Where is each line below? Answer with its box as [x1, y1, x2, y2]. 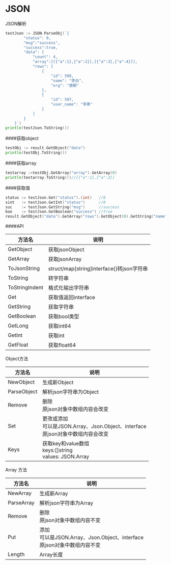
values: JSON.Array [42, 453, 90, 460]
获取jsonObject [48, 246, 85, 253]
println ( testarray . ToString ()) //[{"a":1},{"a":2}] [5, 175, 115, 180]
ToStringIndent [8, 284, 44, 291]
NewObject [8, 379, 35, 386]
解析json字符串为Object [42, 388, 99, 395]
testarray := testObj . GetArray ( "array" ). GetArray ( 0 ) [5, 170, 117, 176]
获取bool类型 [48, 313, 79, 320]
